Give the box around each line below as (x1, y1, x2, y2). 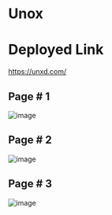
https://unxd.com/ (8, 67, 67, 76)
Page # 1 (8, 90, 50, 103)
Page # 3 (8, 177, 53, 191)
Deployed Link (8, 41, 104, 59)
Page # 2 (8, 133, 53, 146)
